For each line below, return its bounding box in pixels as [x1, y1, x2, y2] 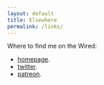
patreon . [17, 70, 42, 78]
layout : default [7, 10, 54, 17]
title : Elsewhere [7, 17, 58, 23]
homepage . [17, 55, 51, 64]
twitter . [17, 63, 38, 71]
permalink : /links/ [7, 23, 64, 30]
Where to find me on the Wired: [7, 42, 97, 50]
